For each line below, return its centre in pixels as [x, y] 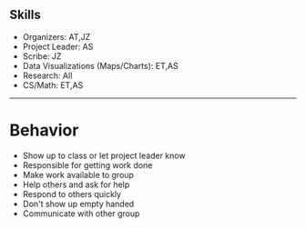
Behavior [44, 130]
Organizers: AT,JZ [56, 36]
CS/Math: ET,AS [53, 84]
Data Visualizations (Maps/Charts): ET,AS [101, 65]
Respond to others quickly [71, 193]
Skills [25, 15]
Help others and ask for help [76, 184]
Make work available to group [78, 174]
